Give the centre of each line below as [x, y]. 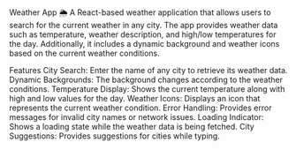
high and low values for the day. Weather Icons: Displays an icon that [135, 98]
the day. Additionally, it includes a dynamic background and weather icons [144, 44]
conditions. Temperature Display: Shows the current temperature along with [147, 89]
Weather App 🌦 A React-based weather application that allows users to [140, 12]
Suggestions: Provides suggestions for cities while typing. [115, 136]
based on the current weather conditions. [85, 53]
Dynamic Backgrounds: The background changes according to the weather [146, 79]
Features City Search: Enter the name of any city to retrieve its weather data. [148, 70]
